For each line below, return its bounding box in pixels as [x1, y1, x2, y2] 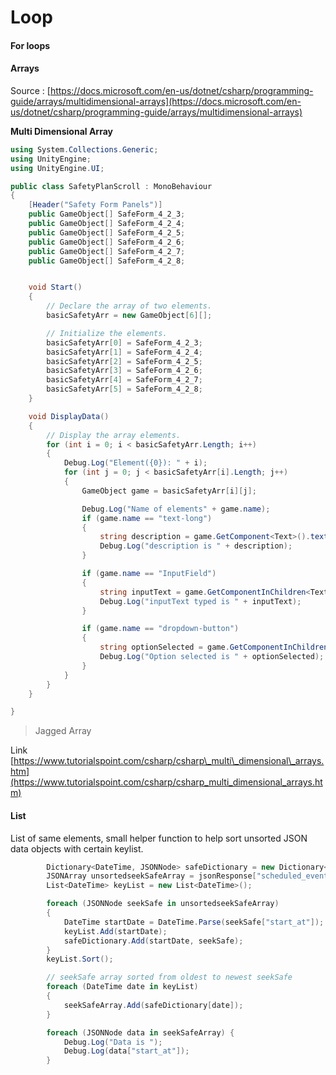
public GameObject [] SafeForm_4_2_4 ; [28, 219, 186, 229]
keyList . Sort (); [46, 954, 114, 965]
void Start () [28, 282, 83, 293]
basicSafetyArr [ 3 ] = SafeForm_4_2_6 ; [46, 366, 203, 376]
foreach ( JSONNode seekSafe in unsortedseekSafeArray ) [46, 899, 280, 909]
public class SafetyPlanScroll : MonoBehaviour [10, 181, 213, 191]
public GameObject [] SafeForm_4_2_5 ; [28, 227, 186, 238]
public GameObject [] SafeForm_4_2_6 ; [28, 237, 186, 247]
